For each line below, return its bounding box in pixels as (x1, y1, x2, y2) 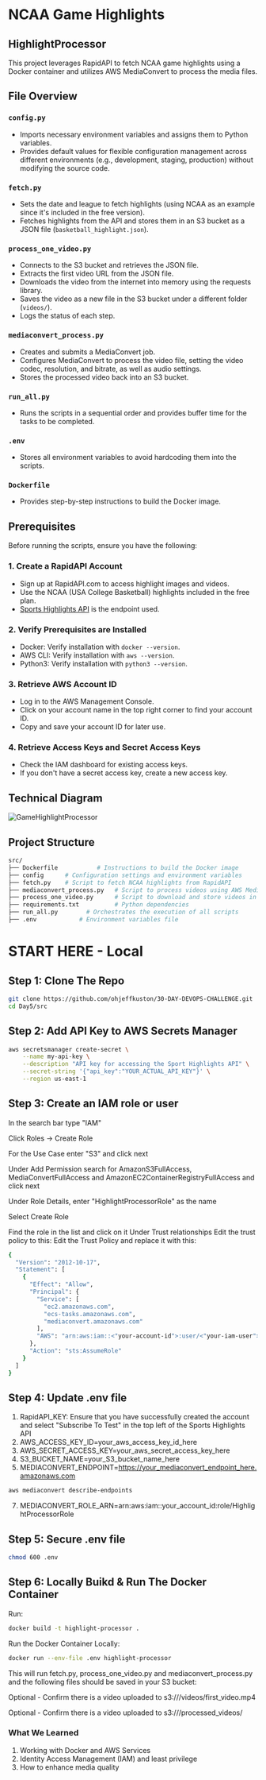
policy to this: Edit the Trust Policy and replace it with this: (8, 1235, 196, 1245)
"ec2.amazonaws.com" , (43, 1303, 115, 1311)
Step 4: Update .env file (8, 1391, 127, 1404)
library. (19, 286, 44, 295)
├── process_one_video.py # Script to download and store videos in (8, 894, 257, 902)
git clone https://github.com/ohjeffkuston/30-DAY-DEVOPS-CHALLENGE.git (8, 994, 253, 1002)
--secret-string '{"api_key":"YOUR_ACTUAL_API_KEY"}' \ (22, 1068, 211, 1075)
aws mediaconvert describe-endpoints (8, 1487, 133, 1495)
